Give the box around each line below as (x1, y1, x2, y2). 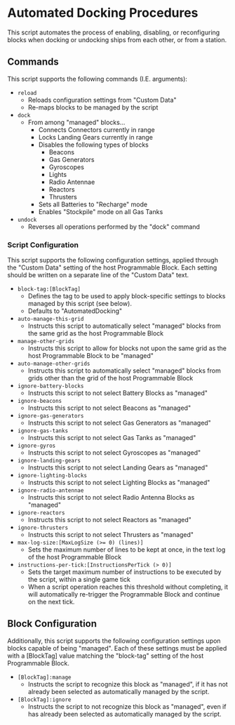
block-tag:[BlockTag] (17, 286, 81, 293)
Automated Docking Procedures (7, 5, 199, 21)
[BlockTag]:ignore (17, 696, 72, 703)
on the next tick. (27, 598, 75, 606)
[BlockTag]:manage (17, 674, 72, 681)
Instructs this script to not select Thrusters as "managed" (27, 531, 194, 539)
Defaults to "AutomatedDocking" (27, 307, 123, 315)
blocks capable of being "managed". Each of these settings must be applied (7, 644, 227, 652)
